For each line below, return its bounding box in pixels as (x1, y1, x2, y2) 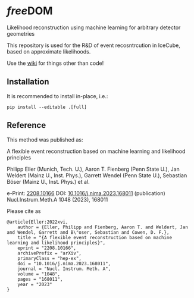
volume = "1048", (17, 271, 61, 277)
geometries (7, 30, 35, 37)
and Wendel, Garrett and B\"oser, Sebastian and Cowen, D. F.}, (7, 229, 170, 236)
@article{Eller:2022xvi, (7, 219, 68, 225)
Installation (7, 77, 49, 87)
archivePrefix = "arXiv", (17, 250, 82, 256)
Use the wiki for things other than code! (7, 59, 104, 67)
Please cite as (7, 207, 41, 215)
